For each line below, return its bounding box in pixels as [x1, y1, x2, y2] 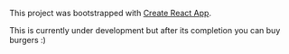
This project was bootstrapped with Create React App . [9, 8, 212, 18]
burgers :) [9, 35, 47, 45]
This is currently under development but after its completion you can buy [9, 25, 281, 35]
